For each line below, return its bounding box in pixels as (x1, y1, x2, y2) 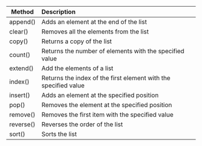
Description (41, 8, 76, 16)
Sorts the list (41, 130, 77, 138)
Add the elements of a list (41, 64, 114, 72)
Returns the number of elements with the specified (41, 47, 185, 55)
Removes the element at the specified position (41, 101, 173, 109)
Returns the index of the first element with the (41, 74, 171, 82)
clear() (9, 28, 29, 35)
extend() (9, 64, 34, 72)
